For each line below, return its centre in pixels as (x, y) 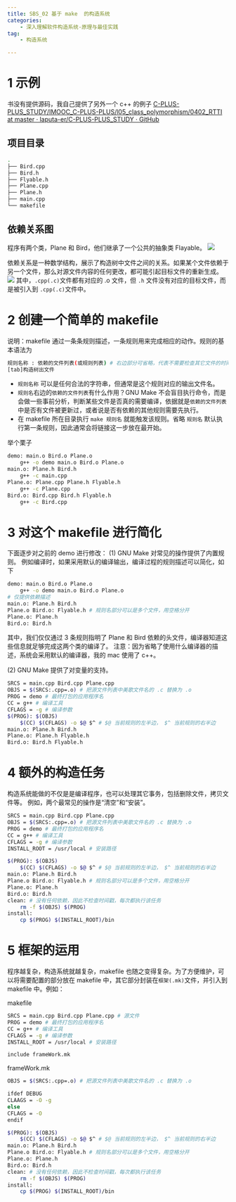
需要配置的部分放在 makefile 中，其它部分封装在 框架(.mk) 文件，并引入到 (124, 980)
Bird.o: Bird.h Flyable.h (45, 742)
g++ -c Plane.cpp (45, 489)
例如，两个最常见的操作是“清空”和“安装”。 (88, 802)
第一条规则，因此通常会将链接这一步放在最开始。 (94, 428)
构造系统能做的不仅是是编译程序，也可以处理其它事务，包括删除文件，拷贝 (115, 794)
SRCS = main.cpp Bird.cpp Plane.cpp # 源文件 (73, 1016)
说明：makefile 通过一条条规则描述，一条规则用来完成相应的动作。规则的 (113, 341)
